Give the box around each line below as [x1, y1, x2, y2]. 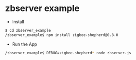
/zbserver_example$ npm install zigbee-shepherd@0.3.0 [5, 32, 119, 37]
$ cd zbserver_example [5, 28, 51, 33]
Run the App [12, 41, 37, 47]
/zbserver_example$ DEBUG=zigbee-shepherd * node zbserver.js [5, 50, 132, 55]
